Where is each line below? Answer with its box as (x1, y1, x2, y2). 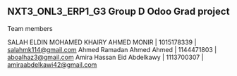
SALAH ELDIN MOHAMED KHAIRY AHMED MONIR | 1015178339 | (7, 38, 197, 46)
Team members (7, 24, 53, 32)
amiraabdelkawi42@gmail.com (7, 60, 97, 69)
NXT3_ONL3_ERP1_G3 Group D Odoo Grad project (7, 6, 230, 18)
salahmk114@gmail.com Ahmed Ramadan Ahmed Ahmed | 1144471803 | (7, 45, 217, 53)
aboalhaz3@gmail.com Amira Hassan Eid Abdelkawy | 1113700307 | (7, 53, 204, 61)
